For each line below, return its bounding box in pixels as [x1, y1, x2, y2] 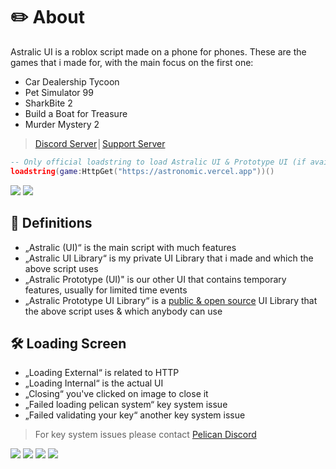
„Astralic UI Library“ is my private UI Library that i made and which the [24, 252, 314, 264]
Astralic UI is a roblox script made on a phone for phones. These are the [10, 45, 307, 58]
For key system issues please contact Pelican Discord [34, 429, 257, 441]
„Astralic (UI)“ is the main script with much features [24, 241, 237, 253]
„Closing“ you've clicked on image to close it [24, 388, 209, 400]
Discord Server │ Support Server [34, 137, 166, 149]
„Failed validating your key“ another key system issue [24, 409, 246, 421]
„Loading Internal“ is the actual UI [24, 377, 164, 389]
